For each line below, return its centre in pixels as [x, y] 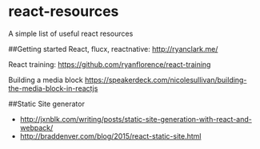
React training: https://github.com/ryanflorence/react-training [110, 64]
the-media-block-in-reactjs [53, 88]
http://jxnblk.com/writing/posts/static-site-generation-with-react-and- [136, 119]
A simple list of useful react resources [71, 33]
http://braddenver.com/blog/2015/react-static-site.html [110, 136]
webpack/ [36, 127]
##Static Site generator [47, 104]
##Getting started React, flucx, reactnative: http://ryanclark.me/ [113, 49]
